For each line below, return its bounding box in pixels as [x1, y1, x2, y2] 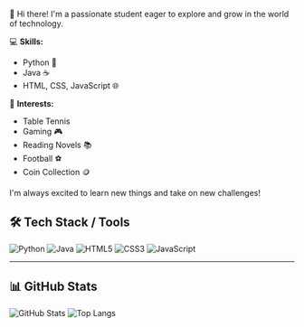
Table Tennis [22, 116, 71, 126]
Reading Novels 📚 [22, 140, 92, 150]
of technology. [9, 18, 63, 29]
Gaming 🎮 [22, 126, 63, 136]
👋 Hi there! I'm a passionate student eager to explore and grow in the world [9, 9, 290, 19]
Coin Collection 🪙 [22, 167, 90, 177]
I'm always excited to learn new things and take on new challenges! [9, 188, 261, 198]
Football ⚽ [22, 154, 62, 163]
